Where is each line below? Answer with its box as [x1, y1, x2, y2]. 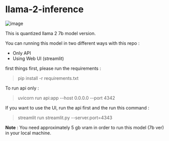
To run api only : [5, 85, 39, 91]
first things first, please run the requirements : [5, 65, 102, 71]
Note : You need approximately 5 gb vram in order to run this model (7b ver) [5, 124, 164, 130]
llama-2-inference [5, 4, 84, 15]
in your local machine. [5, 130, 52, 136]
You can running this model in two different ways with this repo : [5, 40, 140, 46]
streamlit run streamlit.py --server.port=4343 [17, 115, 113, 121]
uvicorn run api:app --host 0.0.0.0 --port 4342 [17, 95, 115, 101]
